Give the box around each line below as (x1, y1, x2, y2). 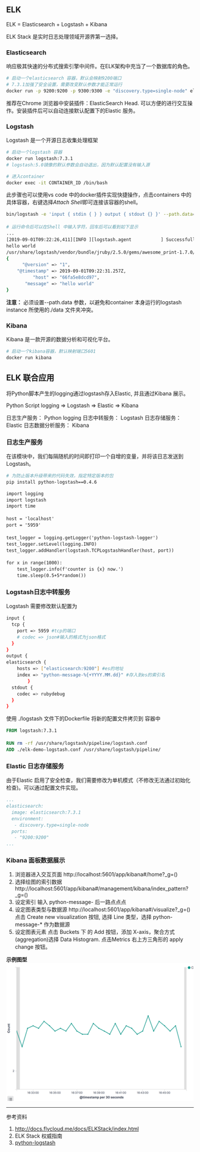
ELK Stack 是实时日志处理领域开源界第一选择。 (6, 33, 121, 40)
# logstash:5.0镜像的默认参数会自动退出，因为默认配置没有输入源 (6, 161, 150, 168)
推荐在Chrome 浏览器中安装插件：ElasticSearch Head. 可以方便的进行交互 (6, 99, 187, 106)
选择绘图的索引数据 (14, 878, 62, 885)
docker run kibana (6, 355, 52, 360)
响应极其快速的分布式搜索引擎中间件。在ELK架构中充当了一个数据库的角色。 (6, 63, 193, 70)
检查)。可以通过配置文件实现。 (6, 784, 82, 792)
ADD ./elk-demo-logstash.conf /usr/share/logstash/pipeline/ (6, 747, 161, 753)
